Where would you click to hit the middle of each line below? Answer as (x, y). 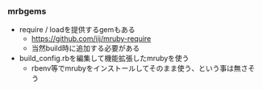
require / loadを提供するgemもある (77, 30)
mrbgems (27, 11)
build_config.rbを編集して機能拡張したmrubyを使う (104, 59)
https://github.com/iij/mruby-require (91, 39)
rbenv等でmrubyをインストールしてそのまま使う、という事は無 (136, 68)
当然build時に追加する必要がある (86, 48)
